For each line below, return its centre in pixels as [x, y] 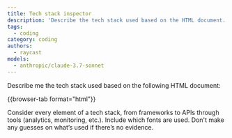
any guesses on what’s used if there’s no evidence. [80, 127]
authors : [20, 46]
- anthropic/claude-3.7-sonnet [59, 66]
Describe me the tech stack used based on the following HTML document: [114, 85]
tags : [15, 26]
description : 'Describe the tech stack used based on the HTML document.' [118, 20]
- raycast [28, 53]
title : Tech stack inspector [49, 14]
